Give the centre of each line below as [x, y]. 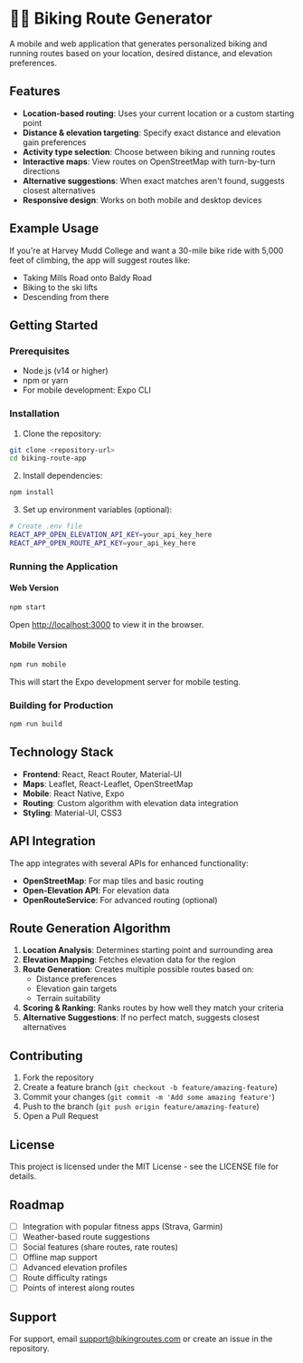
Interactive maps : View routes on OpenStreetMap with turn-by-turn [149, 161]
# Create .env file [46, 526]
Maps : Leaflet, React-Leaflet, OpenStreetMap [108, 784]
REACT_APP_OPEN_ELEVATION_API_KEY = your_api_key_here [111, 535]
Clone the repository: [62, 433]
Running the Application [64, 566]
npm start [28, 607]
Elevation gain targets [76, 988]
